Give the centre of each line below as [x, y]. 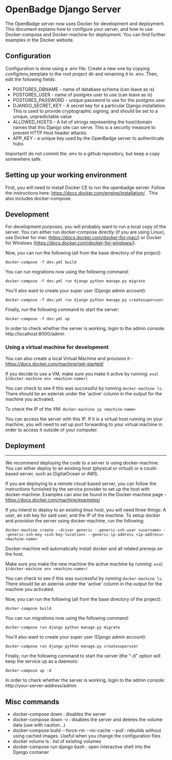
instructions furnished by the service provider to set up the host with [78, 489]
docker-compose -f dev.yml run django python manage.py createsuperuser [84, 300]
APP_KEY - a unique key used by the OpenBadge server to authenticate [88, 138]
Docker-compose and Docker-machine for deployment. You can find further [85, 34]
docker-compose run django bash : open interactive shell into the [82, 747]
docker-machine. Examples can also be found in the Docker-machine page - [86, 495]
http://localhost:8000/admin [35, 334]
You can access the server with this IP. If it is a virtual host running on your [84, 419]
